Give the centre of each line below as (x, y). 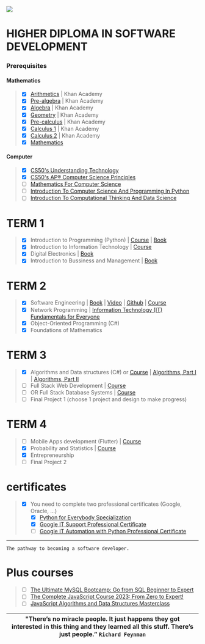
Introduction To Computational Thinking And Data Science (103, 198)
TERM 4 (27, 424)
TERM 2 (27, 286)
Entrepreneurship (52, 455)
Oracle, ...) (44, 511)
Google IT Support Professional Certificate (93, 524)
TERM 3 (27, 355)
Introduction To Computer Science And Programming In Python (110, 191)
